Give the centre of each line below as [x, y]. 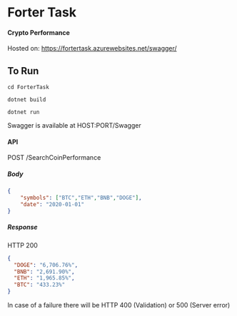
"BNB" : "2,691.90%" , [44, 272]
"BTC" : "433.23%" [40, 285]
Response [22, 227]
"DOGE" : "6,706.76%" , [46, 265]
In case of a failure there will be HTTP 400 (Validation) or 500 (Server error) [119, 305]
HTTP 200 [22, 245]
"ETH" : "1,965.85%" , [44, 278]
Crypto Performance [39, 32]
